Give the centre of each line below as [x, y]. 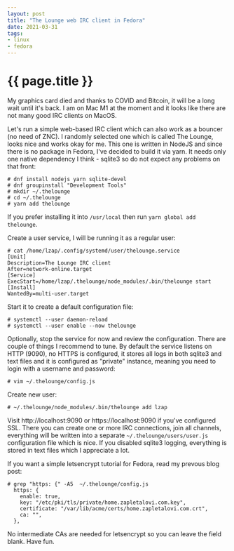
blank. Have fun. [31, 541]
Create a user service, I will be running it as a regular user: [92, 238]
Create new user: [32, 394]
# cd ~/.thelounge [34, 197]
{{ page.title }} [50, 81]
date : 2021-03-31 [33, 27]
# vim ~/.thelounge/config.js [51, 381]
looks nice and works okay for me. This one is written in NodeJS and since [115, 144]
